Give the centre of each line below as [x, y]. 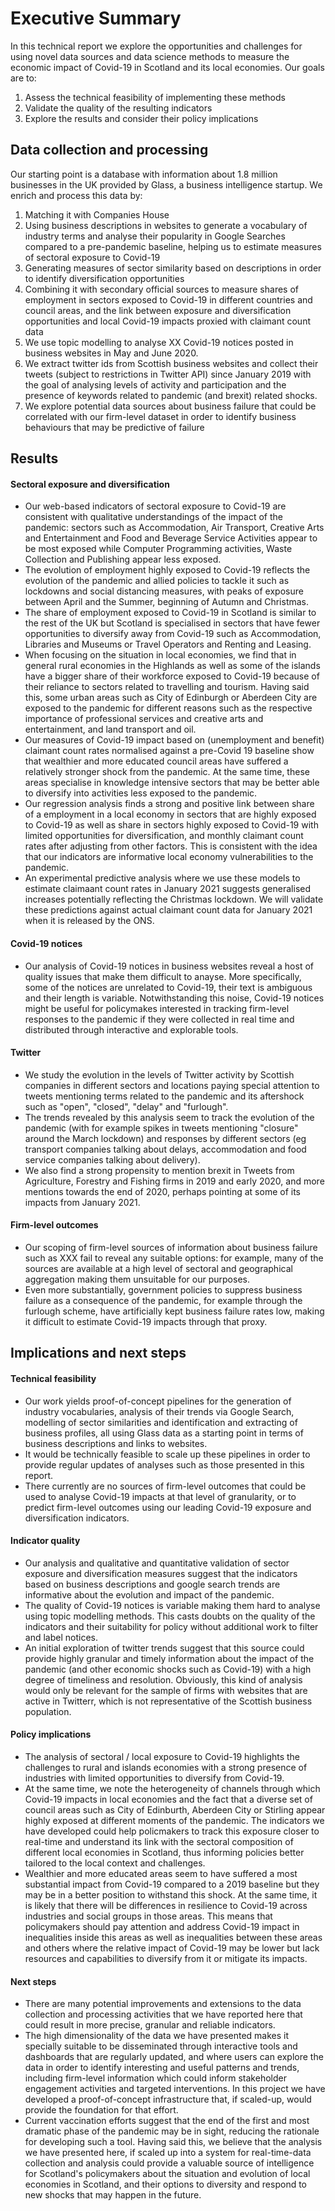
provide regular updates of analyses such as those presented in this [164, 1464]
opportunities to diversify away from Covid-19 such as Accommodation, [173, 634]
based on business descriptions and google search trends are [152, 1584]
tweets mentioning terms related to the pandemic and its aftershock [164, 1096]
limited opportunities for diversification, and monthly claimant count [164, 836]
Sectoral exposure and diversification [90, 484]
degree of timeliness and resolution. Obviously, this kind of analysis [163, 1679]
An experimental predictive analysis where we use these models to [162, 878]
